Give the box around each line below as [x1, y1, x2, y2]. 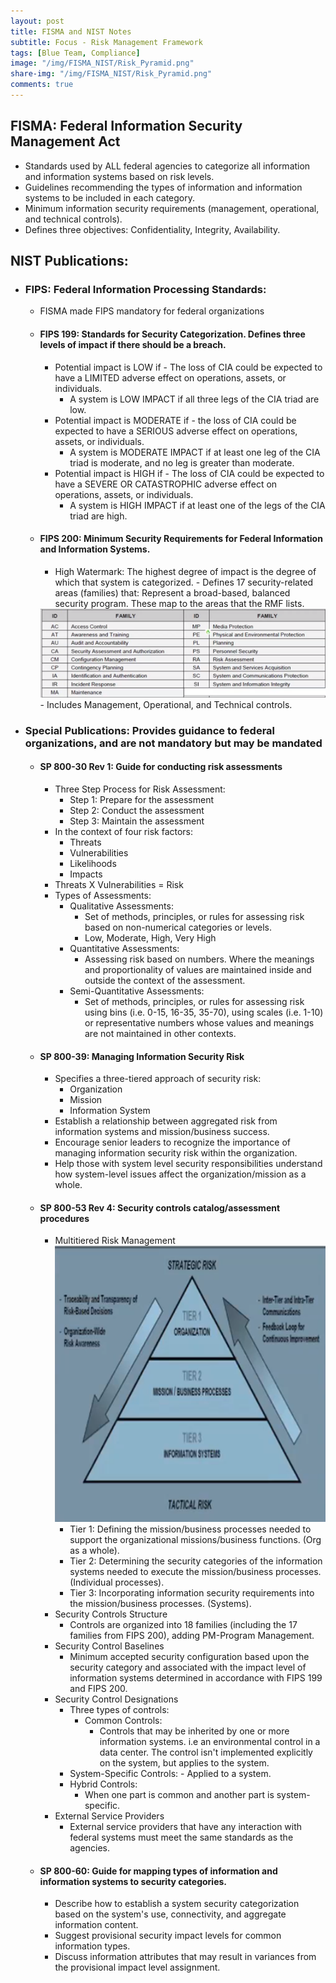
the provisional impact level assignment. [54, 1961, 221, 1974]
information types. [54, 1940, 131, 1952]
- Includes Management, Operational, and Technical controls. [39, 698, 293, 710]
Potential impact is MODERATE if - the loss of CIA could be [54, 414, 297, 426]
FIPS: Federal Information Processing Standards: [24, 283, 267, 296]
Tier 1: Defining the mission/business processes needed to [69, 1523, 312, 1535]
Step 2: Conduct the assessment [69, 805, 205, 817]
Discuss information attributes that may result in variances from [54, 1951, 317, 1963]
